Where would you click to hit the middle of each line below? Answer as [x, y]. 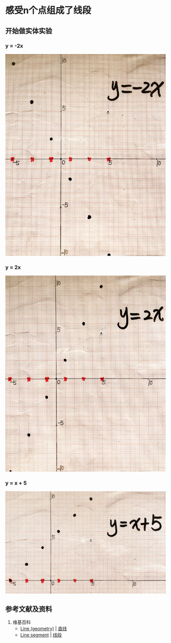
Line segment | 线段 [41, 635]
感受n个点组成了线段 [48, 10]
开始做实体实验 [29, 31]
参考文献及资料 [29, 609]
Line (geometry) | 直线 [44, 629]
